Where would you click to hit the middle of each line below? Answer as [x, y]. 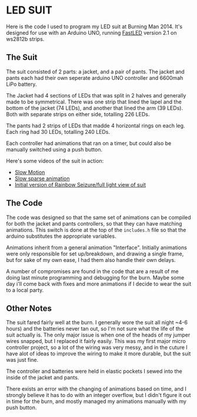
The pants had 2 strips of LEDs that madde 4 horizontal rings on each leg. [96, 125]
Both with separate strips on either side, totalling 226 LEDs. [78, 114]
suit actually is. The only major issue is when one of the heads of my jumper [98, 335]
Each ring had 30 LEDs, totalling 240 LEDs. [58, 132]
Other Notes [29, 308]
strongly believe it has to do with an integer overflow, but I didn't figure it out [98, 395]
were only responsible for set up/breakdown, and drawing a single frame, [95, 254]
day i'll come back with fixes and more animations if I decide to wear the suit [99, 284]
